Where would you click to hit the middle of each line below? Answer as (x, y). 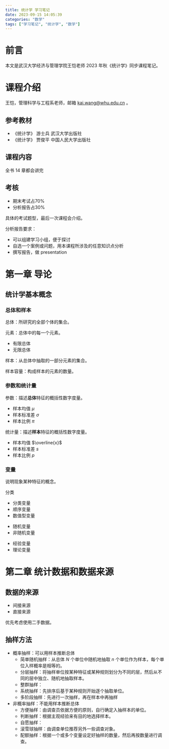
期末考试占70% (29, 201)
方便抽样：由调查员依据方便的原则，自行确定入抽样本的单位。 (85, 710)
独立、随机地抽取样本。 (62, 678)
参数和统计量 (21, 386)
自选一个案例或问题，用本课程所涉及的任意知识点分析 (68, 246)
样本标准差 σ (26, 414)
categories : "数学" (25, 19)
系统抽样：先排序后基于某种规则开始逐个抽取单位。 (73, 691)
